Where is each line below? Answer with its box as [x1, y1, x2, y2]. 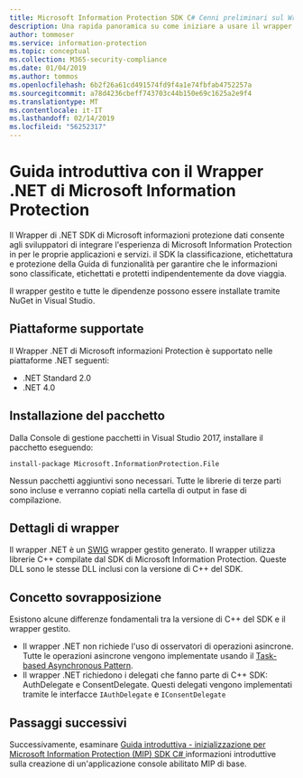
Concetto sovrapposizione [9, 589, 162, 605]
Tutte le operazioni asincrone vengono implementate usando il [22, 651, 254, 661]
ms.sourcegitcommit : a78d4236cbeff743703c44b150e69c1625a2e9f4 [9, 89, 252, 98]
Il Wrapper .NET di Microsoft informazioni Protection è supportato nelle [9, 345, 273, 356]
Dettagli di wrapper [9, 520, 120, 536]
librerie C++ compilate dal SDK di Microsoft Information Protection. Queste [9, 554, 287, 565]
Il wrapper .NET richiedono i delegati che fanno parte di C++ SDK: [22, 670, 268, 680]
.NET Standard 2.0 [22, 372, 92, 383]
